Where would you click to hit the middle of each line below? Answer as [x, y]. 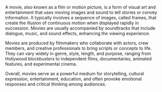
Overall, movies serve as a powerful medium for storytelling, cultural [75, 73]
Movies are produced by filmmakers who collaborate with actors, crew [77, 43]
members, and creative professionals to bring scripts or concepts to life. [79, 48]
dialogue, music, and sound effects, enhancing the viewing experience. [78, 33]
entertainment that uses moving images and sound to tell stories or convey [81, 12]
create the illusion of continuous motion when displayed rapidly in [72, 23]
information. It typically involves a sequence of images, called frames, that [81, 18]
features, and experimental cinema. [41, 64]
